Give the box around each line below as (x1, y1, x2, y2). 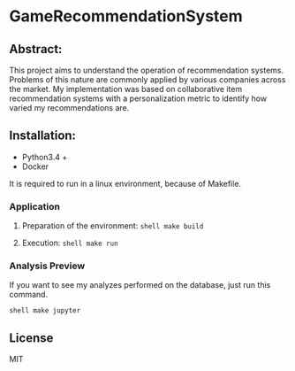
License (9, 330, 54, 345)
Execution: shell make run (21, 237, 118, 249)
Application (9, 200, 60, 213)
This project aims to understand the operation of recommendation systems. (9, 65, 284, 75)
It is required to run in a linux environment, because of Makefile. (9, 178, 241, 189)
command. (9, 290, 49, 300)
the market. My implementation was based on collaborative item (9, 84, 243, 94)
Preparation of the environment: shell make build (21, 220, 204, 231)
